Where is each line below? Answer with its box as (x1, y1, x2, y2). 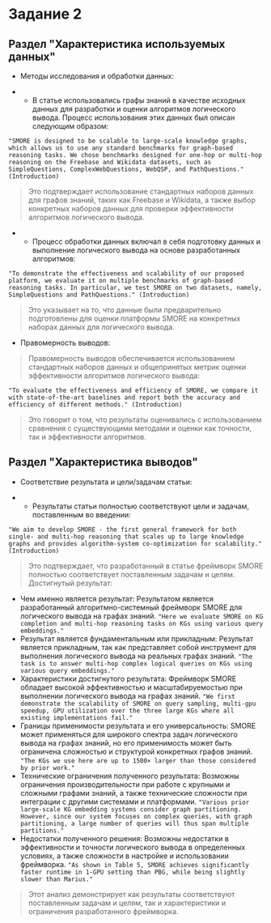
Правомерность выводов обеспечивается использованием (28, 354, 235, 363)
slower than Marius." (19, 875, 93, 883)
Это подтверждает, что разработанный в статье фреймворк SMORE (28, 560, 264, 571)
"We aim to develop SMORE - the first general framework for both (8, 525, 237, 534)
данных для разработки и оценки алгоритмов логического (32, 104, 236, 113)
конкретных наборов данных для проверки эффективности (28, 204, 234, 213)
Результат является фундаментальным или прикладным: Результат (19, 633, 253, 644)
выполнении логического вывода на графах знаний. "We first (19, 691, 236, 700)
